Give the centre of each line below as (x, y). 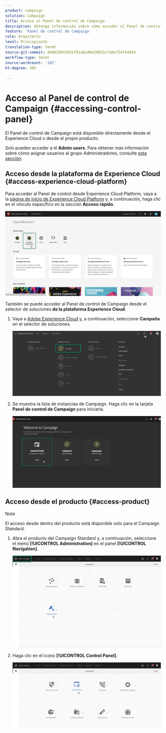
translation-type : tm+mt (31, 47)
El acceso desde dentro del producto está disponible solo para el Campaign (82, 523)
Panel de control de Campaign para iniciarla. (58, 409)
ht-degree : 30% (21, 68)
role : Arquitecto (23, 37)
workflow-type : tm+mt (27, 57)
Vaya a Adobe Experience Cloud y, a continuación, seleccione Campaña (86, 318)
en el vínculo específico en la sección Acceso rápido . (60, 204)
